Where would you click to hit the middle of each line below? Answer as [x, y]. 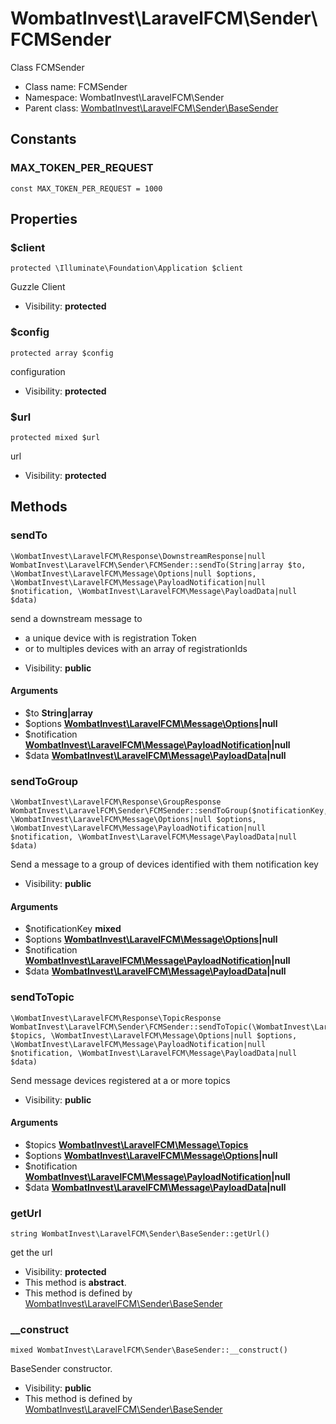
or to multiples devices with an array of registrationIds [136, 648]
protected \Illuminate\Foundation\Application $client [127, 268]
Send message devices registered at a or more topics [120, 1080]
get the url [31, 1253]
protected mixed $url [55, 437]
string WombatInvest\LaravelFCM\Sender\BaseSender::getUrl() [140, 1234]
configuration [38, 371]
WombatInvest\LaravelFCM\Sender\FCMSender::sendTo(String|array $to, [158, 565]
